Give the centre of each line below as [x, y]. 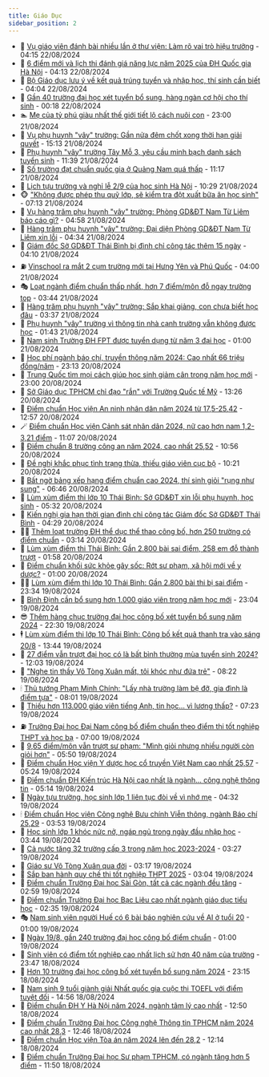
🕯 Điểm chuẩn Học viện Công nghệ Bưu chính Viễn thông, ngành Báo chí [139, 814]
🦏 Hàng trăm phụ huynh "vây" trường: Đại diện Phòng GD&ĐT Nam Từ [135, 229]
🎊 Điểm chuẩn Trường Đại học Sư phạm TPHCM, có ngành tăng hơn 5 [135, 1056]
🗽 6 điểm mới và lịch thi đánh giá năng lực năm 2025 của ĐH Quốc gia [136, 63]
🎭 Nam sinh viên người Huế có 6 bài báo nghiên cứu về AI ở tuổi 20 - [134, 917]
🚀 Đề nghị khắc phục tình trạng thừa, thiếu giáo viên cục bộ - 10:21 [130, 463]
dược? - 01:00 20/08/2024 [64, 573]
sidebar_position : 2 [43, 23]
